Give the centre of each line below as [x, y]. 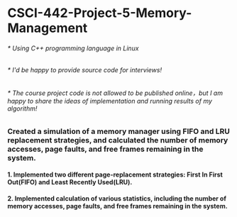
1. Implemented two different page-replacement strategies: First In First [115, 174]
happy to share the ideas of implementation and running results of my [110, 101]
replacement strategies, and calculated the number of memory [118, 140]
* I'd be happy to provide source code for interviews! [84, 70]
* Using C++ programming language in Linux [73, 48]
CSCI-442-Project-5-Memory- [100, 13]
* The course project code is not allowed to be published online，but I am [115, 93]
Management [48, 28]
